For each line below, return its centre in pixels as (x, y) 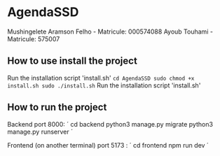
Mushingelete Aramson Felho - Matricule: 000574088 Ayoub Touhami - (110, 31)
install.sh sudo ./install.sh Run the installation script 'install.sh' (104, 85)
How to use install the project (73, 61)
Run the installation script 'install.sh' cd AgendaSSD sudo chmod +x (101, 78)
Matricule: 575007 (34, 38)
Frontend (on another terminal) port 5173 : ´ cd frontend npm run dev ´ (108, 145)
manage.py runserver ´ (40, 132)
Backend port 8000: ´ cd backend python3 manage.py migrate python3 (110, 124)
